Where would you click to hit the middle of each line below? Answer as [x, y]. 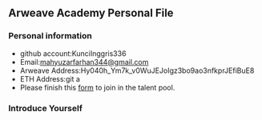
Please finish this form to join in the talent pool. [97, 87]
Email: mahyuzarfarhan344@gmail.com [84, 62]
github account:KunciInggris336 [73, 53]
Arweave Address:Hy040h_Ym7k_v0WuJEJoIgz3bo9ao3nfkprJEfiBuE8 [137, 70]
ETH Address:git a [50, 78]
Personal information [50, 36]
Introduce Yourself [45, 108]
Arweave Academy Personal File [91, 13]
